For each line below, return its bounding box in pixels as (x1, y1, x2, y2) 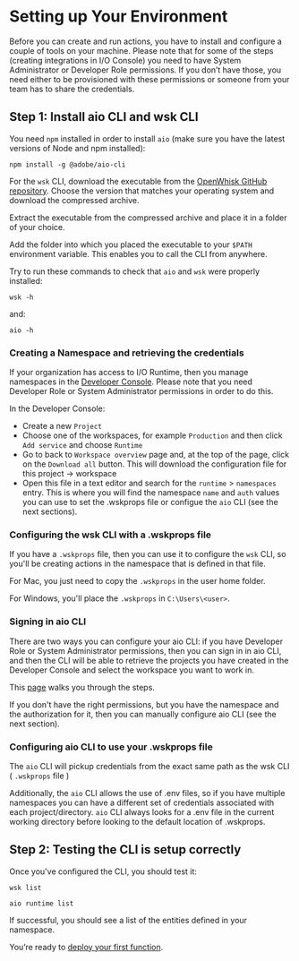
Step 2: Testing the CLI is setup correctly (9, 842, 242, 857)
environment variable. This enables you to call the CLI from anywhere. (9, 248, 268, 259)
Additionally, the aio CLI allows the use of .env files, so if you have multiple (9, 787, 286, 798)
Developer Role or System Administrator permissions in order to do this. (9, 386, 274, 397)
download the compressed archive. (9, 194, 140, 205)
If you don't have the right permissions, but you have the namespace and (9, 699, 279, 709)
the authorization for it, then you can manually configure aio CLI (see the (9, 708, 277, 719)
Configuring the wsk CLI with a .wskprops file (9, 528, 212, 541)
